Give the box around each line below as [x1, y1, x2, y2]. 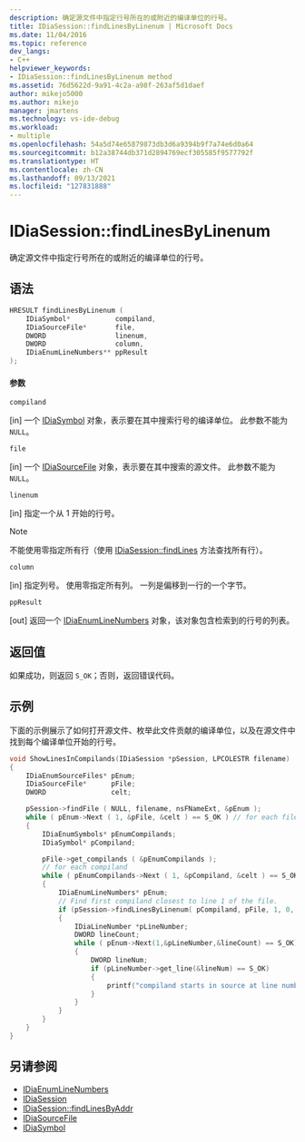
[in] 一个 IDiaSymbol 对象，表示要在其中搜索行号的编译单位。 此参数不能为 [9, 415, 289, 426]
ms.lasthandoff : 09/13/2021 [9, 173, 116, 182]
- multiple [9, 132, 51, 141]
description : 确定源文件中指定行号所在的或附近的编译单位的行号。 [9, 13, 231, 23]
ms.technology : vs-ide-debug [9, 114, 120, 123]
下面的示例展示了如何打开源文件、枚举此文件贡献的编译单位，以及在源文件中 [9, 725, 296, 736]
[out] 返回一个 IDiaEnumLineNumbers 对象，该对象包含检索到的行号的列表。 [9, 615, 295, 626]
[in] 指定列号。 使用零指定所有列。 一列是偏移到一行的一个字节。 [9, 580, 251, 591]
